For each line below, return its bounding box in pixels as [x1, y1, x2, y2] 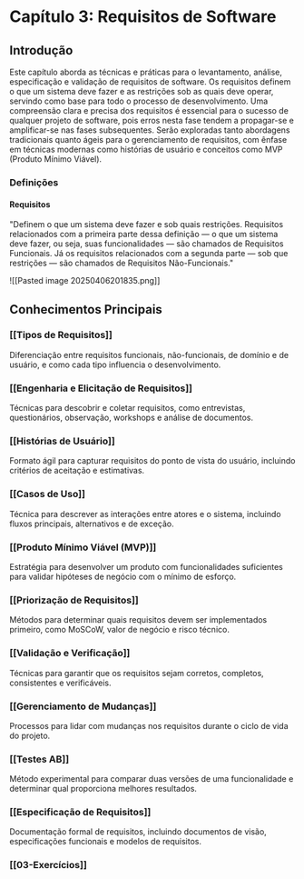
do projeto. [9, 730, 51, 741]
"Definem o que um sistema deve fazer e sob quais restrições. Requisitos [9, 219, 284, 230]
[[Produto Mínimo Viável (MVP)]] [9, 541, 157, 554]
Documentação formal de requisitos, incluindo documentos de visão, [9, 826, 268, 837]
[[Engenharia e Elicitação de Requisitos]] [9, 382, 193, 395]
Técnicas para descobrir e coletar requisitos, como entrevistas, [9, 403, 246, 414]
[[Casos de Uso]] [9, 488, 86, 501]
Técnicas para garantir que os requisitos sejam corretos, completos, [9, 667, 265, 678]
